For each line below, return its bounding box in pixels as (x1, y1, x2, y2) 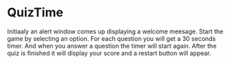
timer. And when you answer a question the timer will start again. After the (7, 42, 217, 50)
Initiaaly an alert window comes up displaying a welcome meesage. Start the (7, 27, 224, 35)
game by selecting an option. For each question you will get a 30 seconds (7, 34, 216, 42)
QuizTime (7, 5, 64, 20)
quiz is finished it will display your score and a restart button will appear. (7, 49, 211, 57)
